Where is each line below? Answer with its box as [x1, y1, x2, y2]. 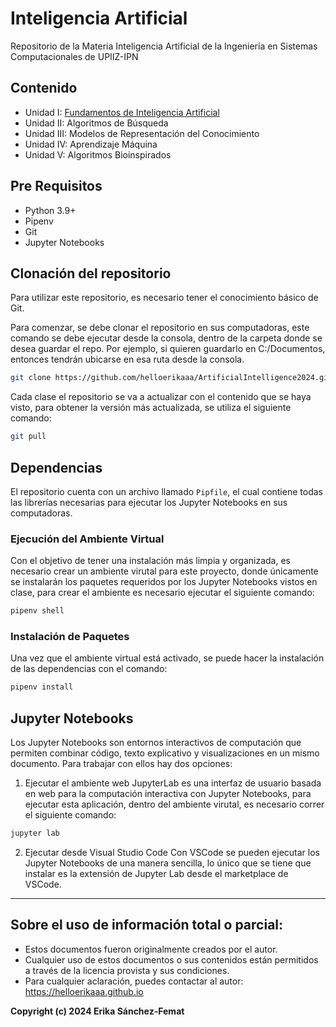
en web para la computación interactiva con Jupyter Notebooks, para [24, 788, 312, 800]
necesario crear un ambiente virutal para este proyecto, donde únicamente [10, 565, 319, 577]
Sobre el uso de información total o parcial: [10, 917, 284, 934]
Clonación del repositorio [10, 265, 172, 282]
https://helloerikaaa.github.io [24, 985, 144, 997]
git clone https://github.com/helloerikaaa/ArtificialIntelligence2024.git [10, 373, 333, 383]
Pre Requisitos [10, 178, 103, 195]
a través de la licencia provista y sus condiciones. [24, 964, 230, 976]
